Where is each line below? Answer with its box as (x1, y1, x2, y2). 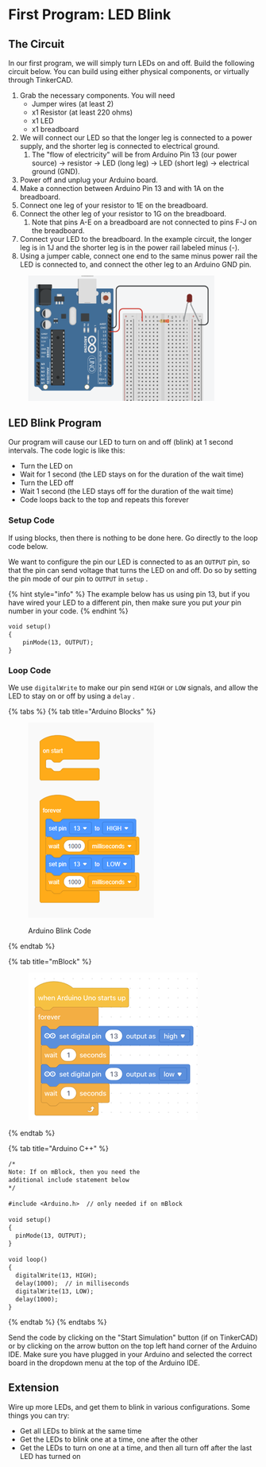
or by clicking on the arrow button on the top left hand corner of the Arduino (8, 1341, 257, 1350)
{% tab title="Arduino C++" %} (8, 1143, 109, 1153)
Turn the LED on (19, 461, 73, 471)
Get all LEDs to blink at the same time (19, 1426, 142, 1435)
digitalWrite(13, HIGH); (15, 1271, 98, 1279)
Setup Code (8, 515, 56, 526)
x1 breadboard (31, 125, 79, 134)
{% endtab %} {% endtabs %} (8, 1317, 107, 1326)
